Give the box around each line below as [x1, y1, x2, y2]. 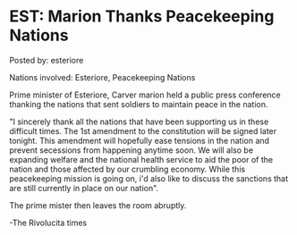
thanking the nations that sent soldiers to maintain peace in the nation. [9, 98, 268, 109]
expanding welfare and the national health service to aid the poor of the [9, 154, 274, 164]
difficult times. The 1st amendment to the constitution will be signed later [9, 125, 277, 136]
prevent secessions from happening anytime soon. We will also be [9, 145, 253, 155]
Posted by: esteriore [9, 55, 84, 65]
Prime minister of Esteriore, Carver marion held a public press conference [9, 89, 281, 100]
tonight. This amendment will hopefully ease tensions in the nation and [9, 135, 270, 146]
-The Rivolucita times [9, 217, 88, 228]
